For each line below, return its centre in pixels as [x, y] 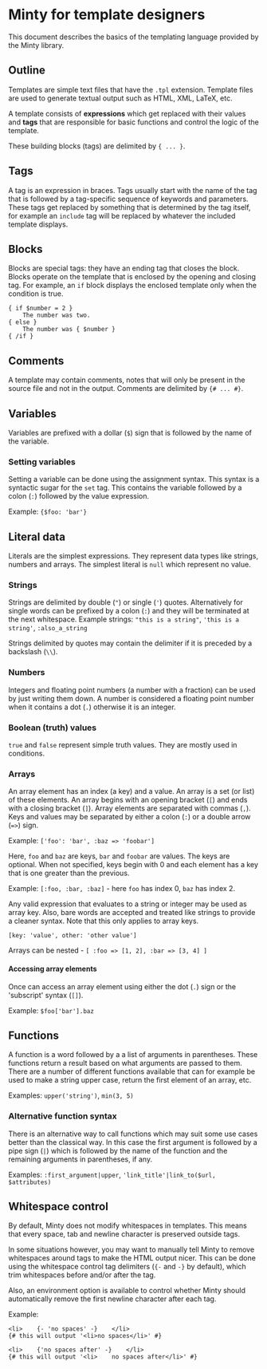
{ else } [23, 322]
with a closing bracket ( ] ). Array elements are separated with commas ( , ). [130, 808]
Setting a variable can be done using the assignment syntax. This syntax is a [134, 479]
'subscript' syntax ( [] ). [46, 995]
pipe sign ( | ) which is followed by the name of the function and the [118, 1150]
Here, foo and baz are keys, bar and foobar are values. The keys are [119, 856]
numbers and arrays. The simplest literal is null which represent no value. [130, 565]
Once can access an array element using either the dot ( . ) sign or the [122, 986]
